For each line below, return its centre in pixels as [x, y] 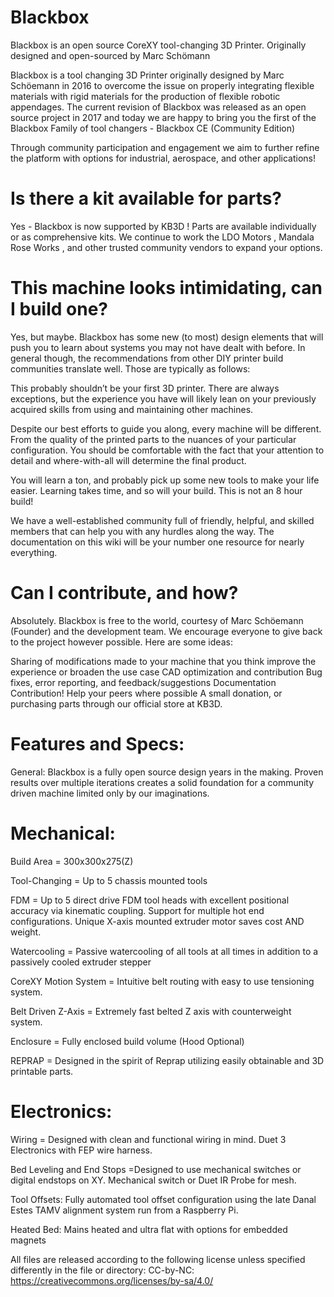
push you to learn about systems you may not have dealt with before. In [158, 347]
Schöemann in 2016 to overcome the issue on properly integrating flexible [162, 85]
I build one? [59, 309]
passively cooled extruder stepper [81, 962]
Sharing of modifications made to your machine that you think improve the [163, 661]
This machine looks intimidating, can [166, 288]
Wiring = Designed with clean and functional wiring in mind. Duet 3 [148, 1139]
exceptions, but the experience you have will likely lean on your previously [163, 398]
